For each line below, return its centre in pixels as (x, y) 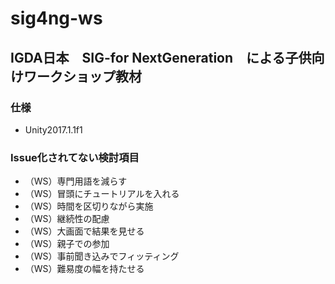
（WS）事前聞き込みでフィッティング (102, 256)
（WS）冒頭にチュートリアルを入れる (102, 194)
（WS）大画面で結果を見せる (84, 231)
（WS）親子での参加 (67, 244)
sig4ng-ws (56, 18)
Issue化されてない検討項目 (75, 157)
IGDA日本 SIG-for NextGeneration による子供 (161, 57)
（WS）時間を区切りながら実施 (89, 206)
